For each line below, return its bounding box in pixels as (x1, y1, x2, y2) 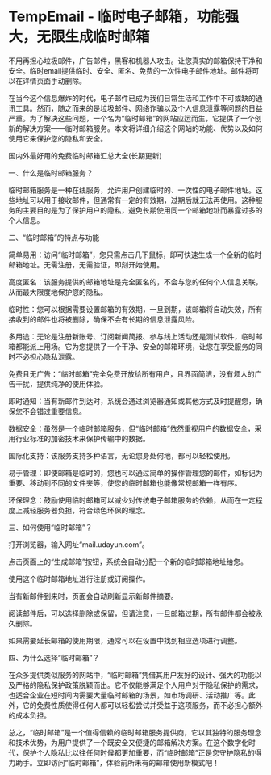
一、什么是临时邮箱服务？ (8, 167, 94, 178)
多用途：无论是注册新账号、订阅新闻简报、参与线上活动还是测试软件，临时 (8, 331, 256, 341)
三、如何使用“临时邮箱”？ (8, 522, 93, 532)
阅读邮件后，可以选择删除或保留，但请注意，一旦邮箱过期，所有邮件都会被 (8, 608, 256, 618)
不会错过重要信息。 (22, 406, 86, 416)
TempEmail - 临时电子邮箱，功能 (8, 7, 225, 26)
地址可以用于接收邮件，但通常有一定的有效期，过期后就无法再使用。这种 (15, 195, 256, 204)
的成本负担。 (8, 710, 51, 720)
